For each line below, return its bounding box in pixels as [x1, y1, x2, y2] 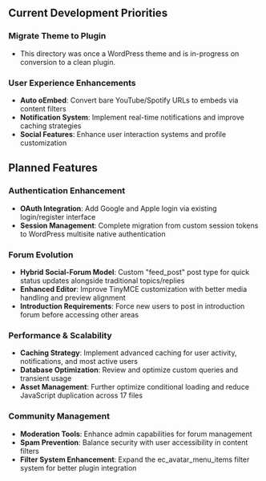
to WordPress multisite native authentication [19, 228, 166, 239]
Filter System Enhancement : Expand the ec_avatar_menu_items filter [19, 455, 250, 464]
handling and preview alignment [19, 293, 126, 302]
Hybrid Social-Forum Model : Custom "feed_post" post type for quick [19, 267, 250, 277]
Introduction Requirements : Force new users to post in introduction [19, 301, 245, 311]
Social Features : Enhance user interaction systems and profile [19, 129, 227, 139]
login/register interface [19, 212, 96, 221]
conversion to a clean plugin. [19, 57, 116, 67]
